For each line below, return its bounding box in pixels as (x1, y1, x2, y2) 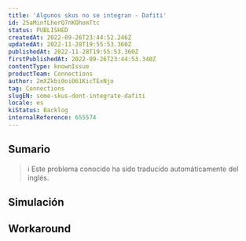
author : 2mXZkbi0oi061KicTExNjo (8, 77, 114, 85)
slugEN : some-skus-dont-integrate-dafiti (8, 92, 146, 100)
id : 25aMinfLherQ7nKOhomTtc (8, 19, 101, 27)
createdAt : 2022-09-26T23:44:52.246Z (8, 33, 132, 42)
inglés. (27, 173, 50, 182)
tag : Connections (8, 84, 65, 93)
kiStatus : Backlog (8, 107, 68, 115)
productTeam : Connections (8, 70, 93, 78)
